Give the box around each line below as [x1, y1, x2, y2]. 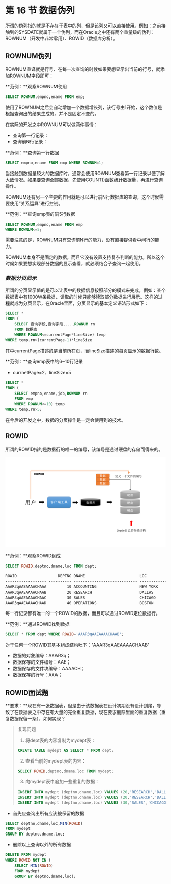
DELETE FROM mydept [5, 852, 47, 857]
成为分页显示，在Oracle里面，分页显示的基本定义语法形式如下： [14, 300, 149, 306]
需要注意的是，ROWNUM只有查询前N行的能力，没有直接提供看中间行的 [5, 237, 155, 243]
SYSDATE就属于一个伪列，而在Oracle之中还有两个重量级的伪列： [18, 29, 155, 35]
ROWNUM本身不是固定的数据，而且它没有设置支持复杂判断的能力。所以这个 [5, 254, 165, 260]
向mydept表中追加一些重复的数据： [25, 778, 100, 784]
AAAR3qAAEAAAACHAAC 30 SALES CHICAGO [5, 595, 156, 600]
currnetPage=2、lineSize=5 [12, 369, 71, 375]
